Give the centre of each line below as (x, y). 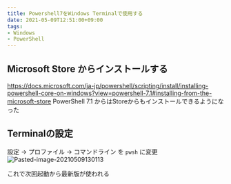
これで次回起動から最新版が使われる (58, 174)
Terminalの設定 (40, 134)
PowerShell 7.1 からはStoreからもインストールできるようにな (138, 101)
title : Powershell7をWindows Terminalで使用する (75, 13)
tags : (15, 26)
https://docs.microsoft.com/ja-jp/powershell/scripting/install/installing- (108, 85)
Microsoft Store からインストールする (88, 69)
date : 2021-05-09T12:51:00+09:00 (55, 20)
